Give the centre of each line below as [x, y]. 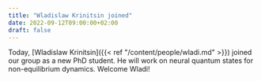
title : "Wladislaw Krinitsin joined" [70, 15]
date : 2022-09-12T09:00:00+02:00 [63, 23]
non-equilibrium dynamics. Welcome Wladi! [79, 69]
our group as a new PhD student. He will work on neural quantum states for [131, 61]
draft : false [30, 30]
